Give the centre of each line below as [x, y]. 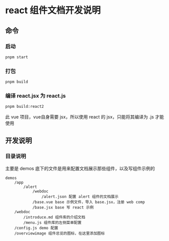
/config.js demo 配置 [36, 228]
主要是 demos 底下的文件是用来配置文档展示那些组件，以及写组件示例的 [80, 168]
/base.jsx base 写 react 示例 [63, 207]
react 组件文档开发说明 [53, 10]
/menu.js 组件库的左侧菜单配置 [53, 223]
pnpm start [17, 57]
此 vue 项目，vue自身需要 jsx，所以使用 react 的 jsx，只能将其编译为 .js [80, 117]
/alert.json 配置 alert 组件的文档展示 [80, 196]
